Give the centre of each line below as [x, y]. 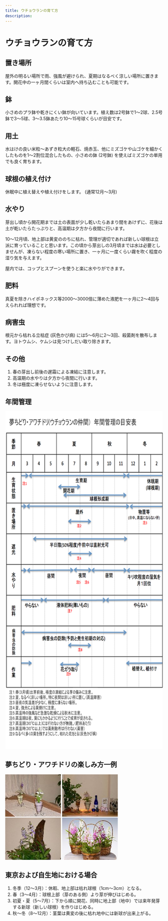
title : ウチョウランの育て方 [32, 11]
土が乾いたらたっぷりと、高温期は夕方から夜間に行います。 [66, 228]
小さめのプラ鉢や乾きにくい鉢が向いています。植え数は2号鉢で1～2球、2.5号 [84, 112]
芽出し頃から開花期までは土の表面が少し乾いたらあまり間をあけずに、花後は [84, 222]
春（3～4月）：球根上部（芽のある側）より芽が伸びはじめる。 [75, 894]
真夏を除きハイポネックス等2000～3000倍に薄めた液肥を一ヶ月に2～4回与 [82, 298]
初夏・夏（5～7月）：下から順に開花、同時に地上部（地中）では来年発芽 [86, 900]
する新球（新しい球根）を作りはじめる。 [54, 907]
